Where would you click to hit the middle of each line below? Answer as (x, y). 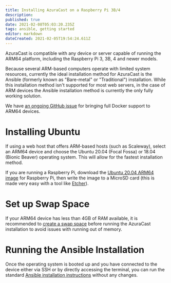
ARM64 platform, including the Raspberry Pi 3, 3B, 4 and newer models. (82, 58)
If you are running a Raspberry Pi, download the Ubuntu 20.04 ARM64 (80, 172)
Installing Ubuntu (43, 132)
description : (19, 15)
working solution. (24, 96)
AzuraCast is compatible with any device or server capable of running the (83, 53)
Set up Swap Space (47, 204)
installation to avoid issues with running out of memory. (64, 229)
